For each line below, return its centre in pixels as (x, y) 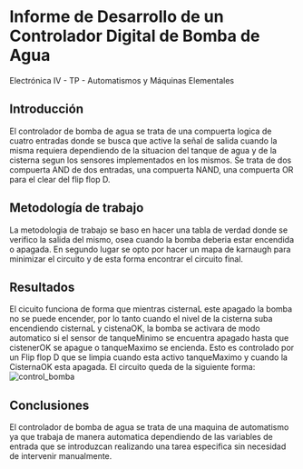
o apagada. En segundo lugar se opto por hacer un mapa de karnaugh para (150, 249)
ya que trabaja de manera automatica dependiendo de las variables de (142, 437)
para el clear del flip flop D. (60, 179)
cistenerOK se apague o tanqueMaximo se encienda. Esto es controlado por (152, 348)
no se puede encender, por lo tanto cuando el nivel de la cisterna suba (141, 319)
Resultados (42, 287)
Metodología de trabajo (77, 208)
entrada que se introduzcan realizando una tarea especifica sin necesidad (148, 446)
